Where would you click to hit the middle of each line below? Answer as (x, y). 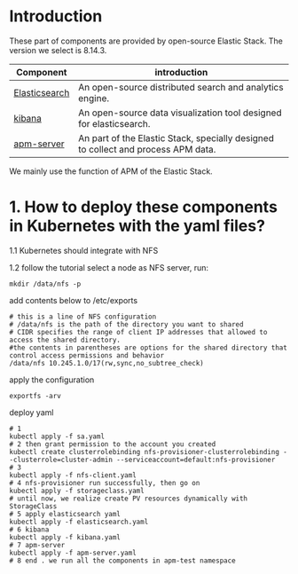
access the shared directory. (65, 340)
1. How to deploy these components (143, 207)
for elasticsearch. (114, 123)
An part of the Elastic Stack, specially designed (176, 138)
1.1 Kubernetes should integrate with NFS (84, 250)
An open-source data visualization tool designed (180, 113)
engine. (94, 98)
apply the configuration (52, 380)
